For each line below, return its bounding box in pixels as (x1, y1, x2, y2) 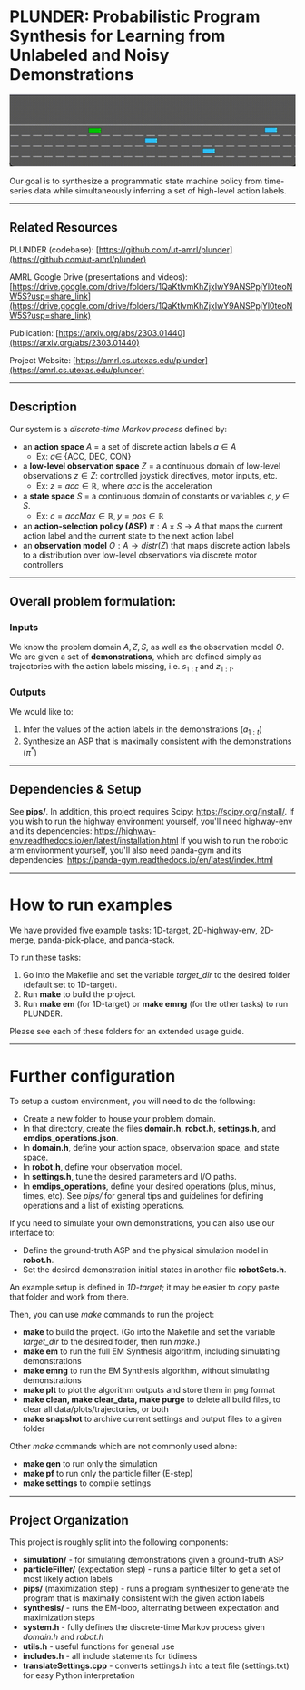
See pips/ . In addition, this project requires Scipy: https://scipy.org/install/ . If (9, 805, 295, 816)
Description (9, 400, 77, 415)
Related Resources (9, 220, 118, 235)
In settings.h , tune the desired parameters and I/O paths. (22, 1171, 238, 1182)
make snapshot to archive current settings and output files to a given (22, 1414, 283, 1425)
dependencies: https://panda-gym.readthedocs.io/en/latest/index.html (9, 854, 274, 865)
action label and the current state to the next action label (22, 529, 234, 541)
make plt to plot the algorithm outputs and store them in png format (22, 1385, 276, 1396)
